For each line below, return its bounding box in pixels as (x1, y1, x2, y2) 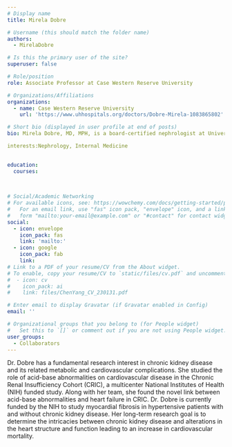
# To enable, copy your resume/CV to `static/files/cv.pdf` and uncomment (7, 270, 227, 277)
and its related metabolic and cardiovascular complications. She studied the (7, 366, 223, 375)
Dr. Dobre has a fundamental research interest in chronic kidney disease (7, 359, 213, 367)
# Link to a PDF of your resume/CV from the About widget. (7, 264, 181, 270)
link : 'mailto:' (19, 238, 67, 245)
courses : (13, 168, 39, 175)
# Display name (7, 10, 51, 17)
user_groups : (7, 333, 45, 340)
